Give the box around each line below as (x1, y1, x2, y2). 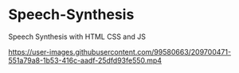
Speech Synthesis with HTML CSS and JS (8, 32, 146, 41)
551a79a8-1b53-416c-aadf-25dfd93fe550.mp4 (8, 56, 162, 65)
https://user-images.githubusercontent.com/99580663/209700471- (8, 47, 232, 56)
